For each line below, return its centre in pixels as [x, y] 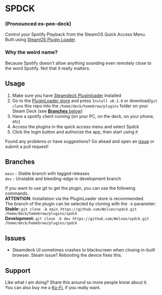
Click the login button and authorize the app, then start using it [75, 132]
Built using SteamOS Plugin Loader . [41, 40]
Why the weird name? [31, 52]
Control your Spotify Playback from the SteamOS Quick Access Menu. [76, 34]
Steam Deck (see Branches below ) [47, 111]
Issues [15, 238]
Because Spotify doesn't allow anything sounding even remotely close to [78, 63]
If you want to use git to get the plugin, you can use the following [70, 188]
